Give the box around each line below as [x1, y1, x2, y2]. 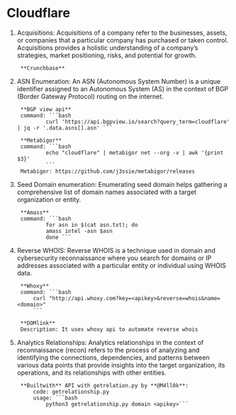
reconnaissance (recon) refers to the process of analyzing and [16, 346, 200, 354]
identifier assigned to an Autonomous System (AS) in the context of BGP [16, 84, 229, 93]
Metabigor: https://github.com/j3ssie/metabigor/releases [20, 168, 196, 175]
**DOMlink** [20, 319, 56, 326]
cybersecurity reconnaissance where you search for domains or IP [16, 254, 212, 262]
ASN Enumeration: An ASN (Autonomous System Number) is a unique [16, 76, 221, 86]
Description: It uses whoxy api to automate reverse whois [20, 326, 198, 333]
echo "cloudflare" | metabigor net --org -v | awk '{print [45, 149, 224, 157]
